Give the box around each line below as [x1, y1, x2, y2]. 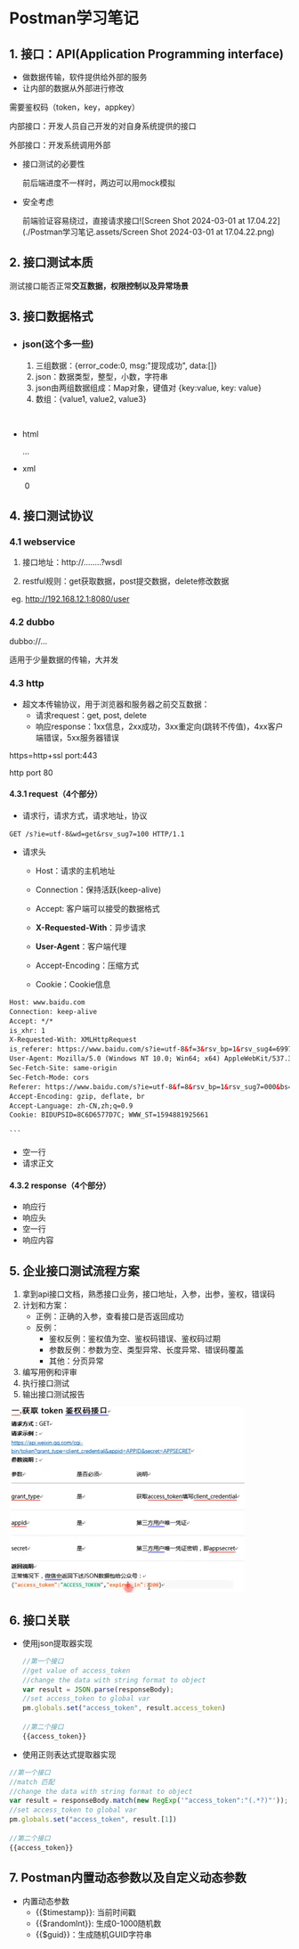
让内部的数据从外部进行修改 [21, 83, 125, 94]
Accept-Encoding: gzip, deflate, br [9, 1092, 145, 1101]
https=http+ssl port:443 [9, 749, 98, 760]
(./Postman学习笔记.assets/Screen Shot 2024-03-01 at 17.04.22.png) [21, 226, 275, 237]
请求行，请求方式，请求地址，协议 [21, 810, 148, 821]
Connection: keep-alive [9, 1007, 98, 1016]
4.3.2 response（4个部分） [9, 1180, 111, 1191]
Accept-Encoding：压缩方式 [35, 960, 140, 970]
